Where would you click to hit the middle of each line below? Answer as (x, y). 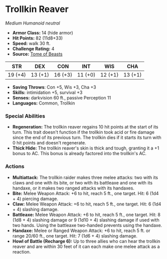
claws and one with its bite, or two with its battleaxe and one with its (83, 182)
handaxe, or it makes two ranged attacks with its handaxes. (73, 188)
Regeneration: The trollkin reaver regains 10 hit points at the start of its (85, 127)
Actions (15, 166)
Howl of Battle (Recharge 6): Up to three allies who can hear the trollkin (86, 241)
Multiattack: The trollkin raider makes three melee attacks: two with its (85, 177)
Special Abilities (25, 116)
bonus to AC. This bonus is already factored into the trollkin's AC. (80, 153)
